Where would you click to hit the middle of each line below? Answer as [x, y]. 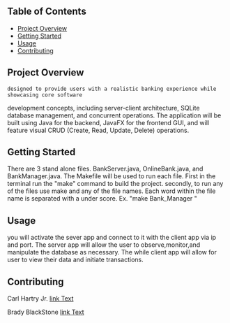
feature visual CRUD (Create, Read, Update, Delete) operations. [98, 130]
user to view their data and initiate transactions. [76, 260]
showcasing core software [45, 95]
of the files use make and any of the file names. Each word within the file [112, 191]
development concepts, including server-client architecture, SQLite [103, 108]
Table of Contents [47, 12]
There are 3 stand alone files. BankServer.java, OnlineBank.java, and [105, 169]
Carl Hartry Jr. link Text [40, 299]
